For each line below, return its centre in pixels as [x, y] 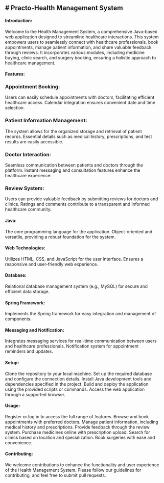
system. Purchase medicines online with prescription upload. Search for [78, 432]
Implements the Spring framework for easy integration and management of [81, 314]
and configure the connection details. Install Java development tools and [78, 379]
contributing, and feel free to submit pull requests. [56, 475]
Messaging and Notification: [35, 330]
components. [18, 319]
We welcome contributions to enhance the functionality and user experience [82, 465]
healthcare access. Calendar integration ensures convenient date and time [80, 103]
